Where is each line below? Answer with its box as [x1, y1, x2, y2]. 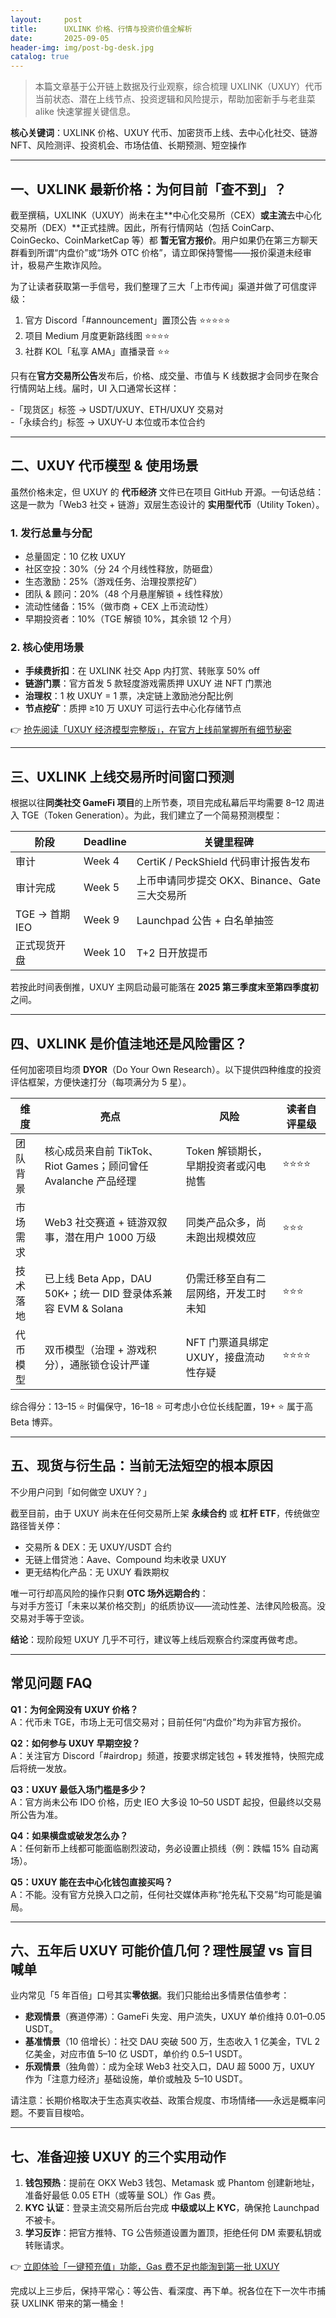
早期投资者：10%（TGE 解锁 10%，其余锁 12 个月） [24, 613, 237, 625]
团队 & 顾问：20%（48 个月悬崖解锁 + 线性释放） [24, 588, 229, 600]
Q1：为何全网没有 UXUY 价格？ [10, 1703, 139, 1715]
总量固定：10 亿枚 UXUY [24, 551, 127, 563]
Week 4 [83, 854, 120, 868]
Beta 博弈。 [10, 1416, 58, 1428]
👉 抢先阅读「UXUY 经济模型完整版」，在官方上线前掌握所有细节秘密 [10, 724, 292, 736]
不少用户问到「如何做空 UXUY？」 [10, 1486, 152, 1498]
